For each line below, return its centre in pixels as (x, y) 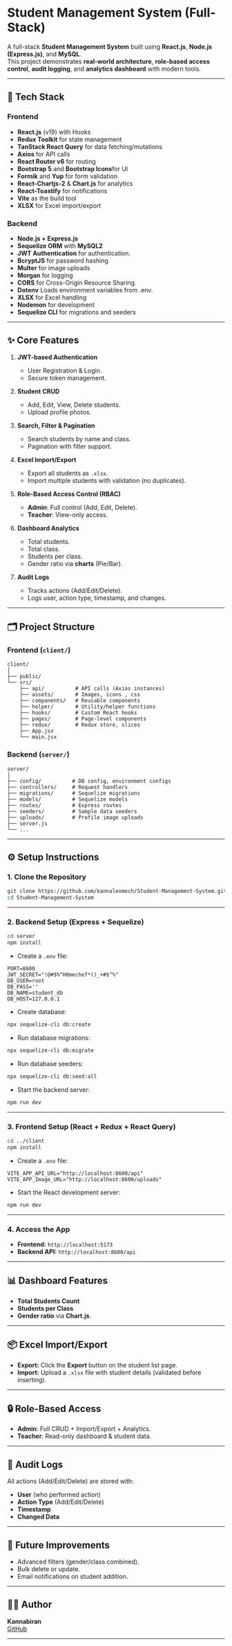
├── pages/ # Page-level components (83, 719)
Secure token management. (67, 378)
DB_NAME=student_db (35, 993)
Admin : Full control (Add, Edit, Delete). (82, 507)
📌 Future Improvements (59, 1545)
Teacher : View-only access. (68, 515)
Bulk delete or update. (49, 1569)
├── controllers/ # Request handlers (68, 787)
